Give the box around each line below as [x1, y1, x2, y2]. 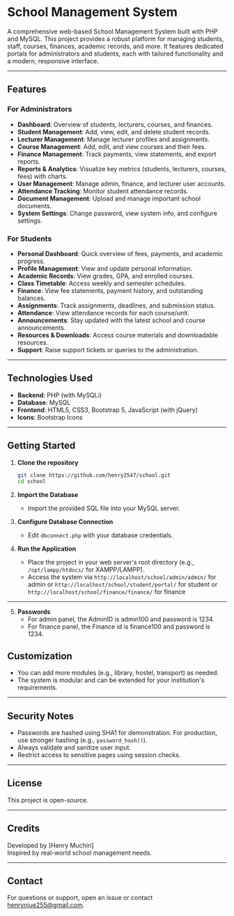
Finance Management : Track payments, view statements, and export [17, 150, 217, 158]
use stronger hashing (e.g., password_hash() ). [17, 736, 148, 744]
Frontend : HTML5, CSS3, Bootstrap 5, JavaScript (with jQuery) [17, 405, 198, 414]
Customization [7, 650, 73, 662]
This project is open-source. [7, 796, 88, 804]
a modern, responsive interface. [7, 56, 99, 65]
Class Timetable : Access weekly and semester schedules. [17, 279, 187, 287]
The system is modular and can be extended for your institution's [17, 676, 205, 684]
